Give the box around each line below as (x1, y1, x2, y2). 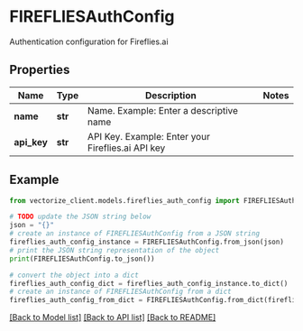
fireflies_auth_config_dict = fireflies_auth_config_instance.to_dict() (9, 279, 289, 288)
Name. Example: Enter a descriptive (87, 104, 239, 116)
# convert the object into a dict (9, 271, 140, 280)
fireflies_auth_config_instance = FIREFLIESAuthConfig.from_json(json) (9, 237, 284, 247)
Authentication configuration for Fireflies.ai (9, 36, 169, 47)
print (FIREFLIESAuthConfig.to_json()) (9, 254, 155, 263)
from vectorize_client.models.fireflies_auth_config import (9, 196, 241, 205)
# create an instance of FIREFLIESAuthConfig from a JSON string (9, 229, 260, 238)
